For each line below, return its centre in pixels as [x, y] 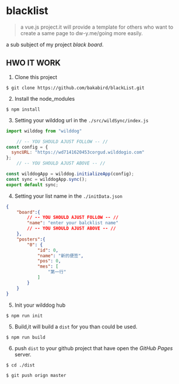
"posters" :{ [31, 239]
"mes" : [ [48, 267]
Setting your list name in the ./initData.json [68, 196]
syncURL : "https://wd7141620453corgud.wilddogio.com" [78, 152]
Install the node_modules [45, 98]
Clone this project [36, 77]
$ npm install [23, 109]
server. [23, 354]
